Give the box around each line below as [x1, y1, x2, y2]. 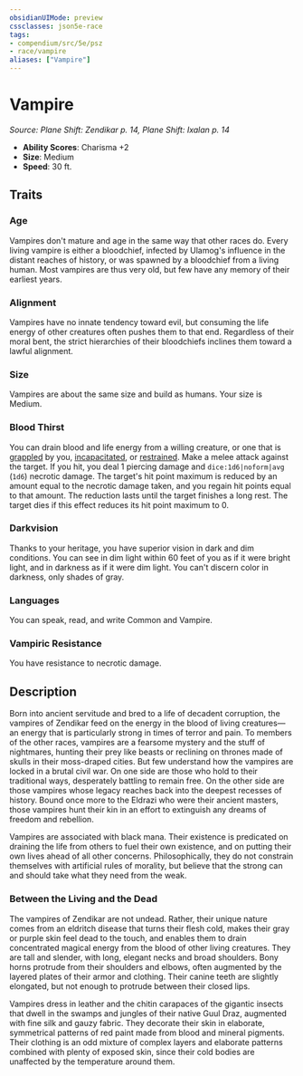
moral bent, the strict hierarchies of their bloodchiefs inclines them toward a [9, 336, 292, 347]
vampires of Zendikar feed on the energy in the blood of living [9, 717, 241, 729]
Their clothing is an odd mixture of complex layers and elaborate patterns [9, 1036, 283, 1047]
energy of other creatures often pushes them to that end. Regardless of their [9, 326, 295, 337]
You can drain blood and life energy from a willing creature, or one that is [9, 441, 282, 453]
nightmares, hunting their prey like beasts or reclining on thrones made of [9, 746, 283, 757]
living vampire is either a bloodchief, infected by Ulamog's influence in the [9, 245, 286, 255]
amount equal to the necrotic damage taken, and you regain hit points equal [9, 480, 291, 491]
